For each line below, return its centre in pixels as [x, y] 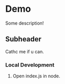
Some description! [25, 23]
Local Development [30, 65]
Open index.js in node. [36, 76]
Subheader [24, 39]
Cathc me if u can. [25, 51]
